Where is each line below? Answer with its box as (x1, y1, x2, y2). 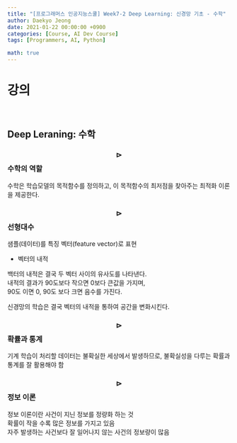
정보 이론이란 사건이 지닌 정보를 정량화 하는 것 (7, 410, 134, 418)
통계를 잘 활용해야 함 (7, 361, 64, 369)
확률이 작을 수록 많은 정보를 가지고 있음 (7, 419, 115, 427)
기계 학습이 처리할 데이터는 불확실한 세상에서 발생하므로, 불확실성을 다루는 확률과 (7, 352, 231, 360)
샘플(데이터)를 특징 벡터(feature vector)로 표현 (7, 239, 137, 248)
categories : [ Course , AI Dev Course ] (7, 30, 119, 38)
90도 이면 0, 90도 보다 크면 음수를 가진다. (7, 287, 122, 296)
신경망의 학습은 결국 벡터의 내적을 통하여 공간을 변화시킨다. (7, 302, 170, 310)
